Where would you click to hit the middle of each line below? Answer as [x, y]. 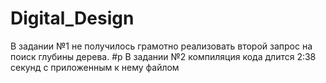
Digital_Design [72, 18]
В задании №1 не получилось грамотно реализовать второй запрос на [161, 46]
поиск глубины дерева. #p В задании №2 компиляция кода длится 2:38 [163, 56]
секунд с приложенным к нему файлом [95, 67]
